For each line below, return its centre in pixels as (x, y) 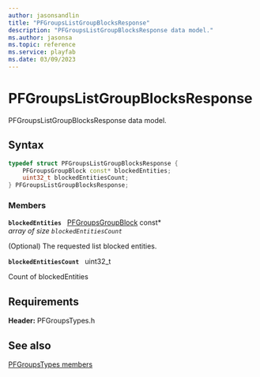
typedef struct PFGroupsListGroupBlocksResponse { (93, 163)
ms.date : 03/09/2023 (42, 60)
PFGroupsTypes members (51, 364)
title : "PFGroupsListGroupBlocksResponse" (79, 23)
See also (30, 345)
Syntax (26, 146)
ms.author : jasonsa (40, 37)
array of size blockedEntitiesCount (65, 231)
